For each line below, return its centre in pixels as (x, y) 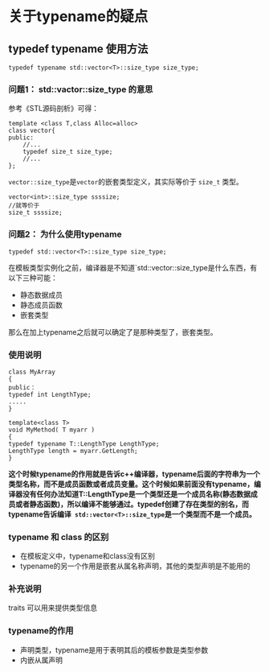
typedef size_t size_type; (68, 152)
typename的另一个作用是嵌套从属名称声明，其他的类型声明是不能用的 (135, 566)
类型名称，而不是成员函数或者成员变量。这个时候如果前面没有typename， (131, 484)
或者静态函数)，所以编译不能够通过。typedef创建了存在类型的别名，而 (132, 504)
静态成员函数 (41, 305)
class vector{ (32, 131)
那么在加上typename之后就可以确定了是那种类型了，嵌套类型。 (113, 332)
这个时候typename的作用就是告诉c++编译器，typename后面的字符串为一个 (134, 474)
